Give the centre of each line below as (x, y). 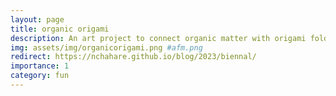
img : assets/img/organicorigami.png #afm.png (106, 47)
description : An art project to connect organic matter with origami (158, 38)
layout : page (37, 19)
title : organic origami (60, 29)
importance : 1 (40, 66)
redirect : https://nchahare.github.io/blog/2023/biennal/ (133, 57)
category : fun (40, 76)
